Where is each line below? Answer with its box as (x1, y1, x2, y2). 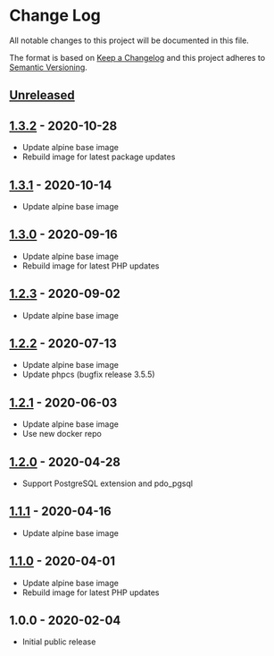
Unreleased (9, 88, 76, 103)
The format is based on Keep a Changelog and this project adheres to (9, 52, 266, 63)
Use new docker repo (21, 429, 103, 439)
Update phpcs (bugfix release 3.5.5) (21, 369, 155, 380)
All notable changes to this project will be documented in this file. (9, 35, 250, 46)
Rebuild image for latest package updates (21, 151, 176, 162)
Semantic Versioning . (9, 62, 87, 72)
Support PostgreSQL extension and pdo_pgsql (21, 478, 194, 489)
